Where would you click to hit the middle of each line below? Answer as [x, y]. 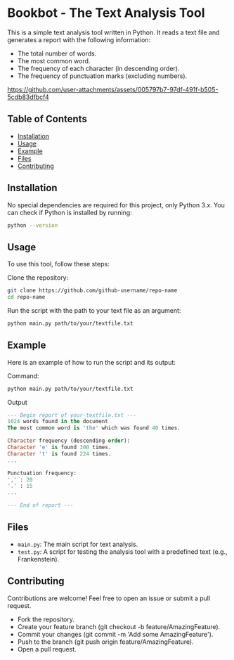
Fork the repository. [46, 619]
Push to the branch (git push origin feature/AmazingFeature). [106, 642]
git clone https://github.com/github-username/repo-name [92, 291]
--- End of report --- [40, 505]
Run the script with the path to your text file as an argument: [94, 310]
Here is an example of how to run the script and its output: [91, 362]
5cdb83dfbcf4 [28, 97]
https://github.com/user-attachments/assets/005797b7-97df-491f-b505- [113, 89]
